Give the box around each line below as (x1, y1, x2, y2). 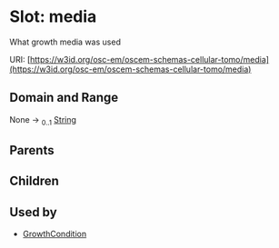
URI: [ (9, 54, 31, 64)
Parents (9, 143, 55, 158)
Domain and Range (9, 90, 119, 105)
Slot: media (9, 6, 97, 27)
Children (9, 174, 59, 189)
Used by (9, 204, 57, 220)
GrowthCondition (22, 229, 87, 240)
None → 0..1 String (9, 114, 77, 127)
